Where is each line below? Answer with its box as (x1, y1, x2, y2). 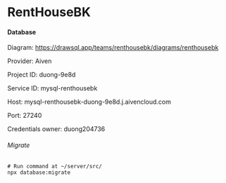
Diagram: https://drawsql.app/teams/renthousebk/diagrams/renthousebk (7, 43, 219, 52)
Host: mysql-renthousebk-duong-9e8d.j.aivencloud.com (7, 97, 171, 106)
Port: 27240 (7, 111, 42, 120)
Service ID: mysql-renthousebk (7, 84, 98, 93)
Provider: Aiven (7, 57, 52, 65)
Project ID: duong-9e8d (7, 71, 76, 79)
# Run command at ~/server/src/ (7, 163, 102, 170)
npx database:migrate (7, 169, 71, 176)
